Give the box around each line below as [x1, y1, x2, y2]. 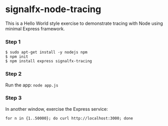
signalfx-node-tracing [5, 4, 101, 15]
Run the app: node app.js [5, 82, 59, 88]
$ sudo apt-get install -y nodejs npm [5, 50, 88, 55]
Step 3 [5, 95, 22, 102]
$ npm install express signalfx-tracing [5, 59, 93, 64]
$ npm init [5, 54, 29, 59]
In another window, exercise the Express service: [5, 106, 108, 112]
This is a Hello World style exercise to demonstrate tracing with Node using [5, 20, 163, 26]
